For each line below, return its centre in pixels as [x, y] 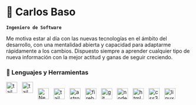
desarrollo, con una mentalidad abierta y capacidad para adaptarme [89, 45]
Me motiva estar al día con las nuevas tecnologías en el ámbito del [87, 38]
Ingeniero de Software [34, 28]
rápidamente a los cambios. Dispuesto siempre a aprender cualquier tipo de [98, 51]
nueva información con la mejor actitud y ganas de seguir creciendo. [89, 57]
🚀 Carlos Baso [41, 12]
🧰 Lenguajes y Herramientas [47, 72]
